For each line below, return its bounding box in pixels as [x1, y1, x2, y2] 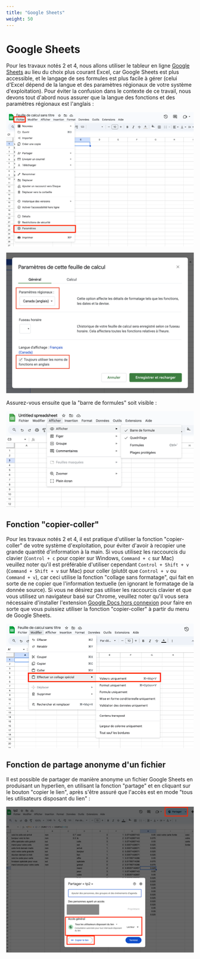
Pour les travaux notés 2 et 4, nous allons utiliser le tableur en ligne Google [6, 62, 190, 69]
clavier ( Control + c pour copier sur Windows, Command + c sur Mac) [6, 554, 174, 561]
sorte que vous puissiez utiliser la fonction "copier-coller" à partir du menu [6, 605, 189, 612]
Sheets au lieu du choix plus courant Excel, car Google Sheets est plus [6, 69, 180, 76]
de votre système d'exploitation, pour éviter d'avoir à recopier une [23, 542, 186, 549]
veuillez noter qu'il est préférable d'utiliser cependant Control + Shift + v [6, 561, 189, 568]
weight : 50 [6, 16, 33, 22]
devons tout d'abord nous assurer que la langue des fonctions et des [6, 94, 176, 101]
